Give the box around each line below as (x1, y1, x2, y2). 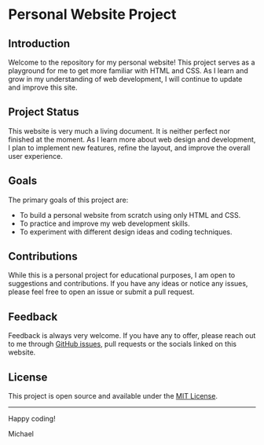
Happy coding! (8, 414, 57, 424)
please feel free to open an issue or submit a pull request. (8, 287, 195, 296)
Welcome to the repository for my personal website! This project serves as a (8, 57, 255, 67)
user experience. (8, 151, 63, 160)
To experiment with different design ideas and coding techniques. (19, 226, 233, 237)
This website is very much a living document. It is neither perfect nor (8, 126, 230, 135)
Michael (8, 429, 34, 439)
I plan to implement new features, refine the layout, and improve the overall (8, 143, 251, 153)
